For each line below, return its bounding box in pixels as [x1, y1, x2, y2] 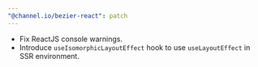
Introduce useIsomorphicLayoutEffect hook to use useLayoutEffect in [19, 42, 251, 52]
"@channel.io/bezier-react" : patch [7, 11, 128, 20]
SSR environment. [19, 51, 80, 61]
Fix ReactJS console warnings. [19, 34, 123, 44]
